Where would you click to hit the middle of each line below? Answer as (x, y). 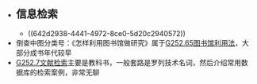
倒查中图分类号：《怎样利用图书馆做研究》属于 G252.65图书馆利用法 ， (129, 42)
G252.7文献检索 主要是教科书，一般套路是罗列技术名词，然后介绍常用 (128, 62)
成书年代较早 (51, 53)
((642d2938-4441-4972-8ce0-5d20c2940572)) (107, 33)
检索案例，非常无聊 (68, 72)
